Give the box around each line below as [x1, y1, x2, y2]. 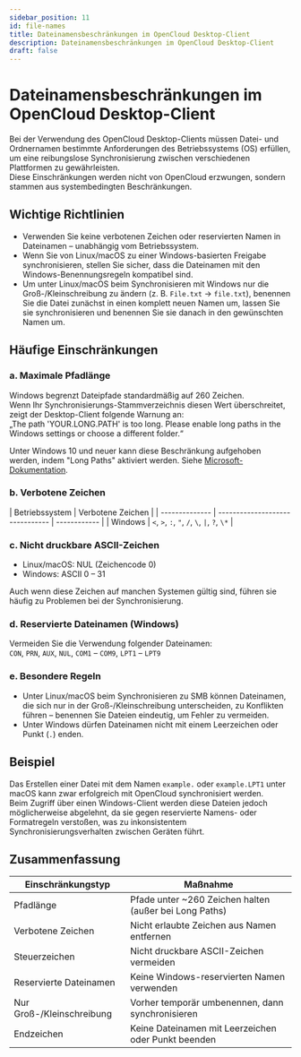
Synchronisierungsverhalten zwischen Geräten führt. [9, 826, 205, 837]
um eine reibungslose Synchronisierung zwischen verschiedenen [9, 153, 251, 164]
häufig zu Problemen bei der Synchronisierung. [9, 596, 184, 606]
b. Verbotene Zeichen [9, 486, 106, 499]
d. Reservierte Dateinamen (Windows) [9, 618, 179, 631]
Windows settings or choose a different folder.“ [9, 427, 184, 439]
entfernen [129, 931, 172, 943]
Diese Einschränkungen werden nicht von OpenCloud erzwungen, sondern [9, 172, 286, 183]
